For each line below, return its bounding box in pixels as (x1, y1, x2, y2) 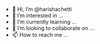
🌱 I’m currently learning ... (12, 18, 77, 25)
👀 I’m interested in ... (12, 12, 64, 19)
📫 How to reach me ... (12, 32, 68, 38)
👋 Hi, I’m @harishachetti (12, 6, 72, 12)
